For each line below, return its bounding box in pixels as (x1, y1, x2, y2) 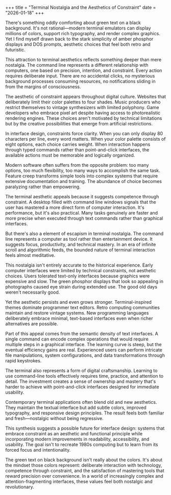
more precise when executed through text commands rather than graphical (5, 215, 163, 221)
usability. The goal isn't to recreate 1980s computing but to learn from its (5, 441, 158, 448)
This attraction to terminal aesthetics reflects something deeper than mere (5, 57, 162, 63)
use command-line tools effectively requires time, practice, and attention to (5, 373, 164, 379)
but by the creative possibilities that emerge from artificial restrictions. (5, 121, 153, 126)
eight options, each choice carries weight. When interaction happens (5, 141, 151, 147)
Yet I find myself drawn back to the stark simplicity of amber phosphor (5, 36, 154, 42)
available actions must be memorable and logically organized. (5, 152, 135, 158)
